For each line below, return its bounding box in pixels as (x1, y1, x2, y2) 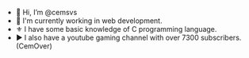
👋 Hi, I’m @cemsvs (15, 8, 78, 17)
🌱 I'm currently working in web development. (15, 16, 163, 25)
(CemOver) (15, 41, 53, 51)
